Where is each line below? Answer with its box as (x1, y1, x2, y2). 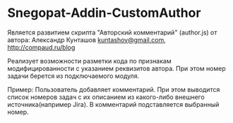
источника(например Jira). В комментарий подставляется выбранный (7, 100, 220, 108)
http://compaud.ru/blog (7, 43, 76, 51)
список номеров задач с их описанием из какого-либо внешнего (7, 93, 205, 101)
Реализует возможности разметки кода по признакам (7, 56, 172, 65)
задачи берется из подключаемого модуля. (7, 72, 140, 80)
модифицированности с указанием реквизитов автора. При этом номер (7, 64, 226, 72)
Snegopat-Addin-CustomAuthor (7, 5, 201, 21)
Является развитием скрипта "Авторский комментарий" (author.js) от (7, 28, 217, 37)
